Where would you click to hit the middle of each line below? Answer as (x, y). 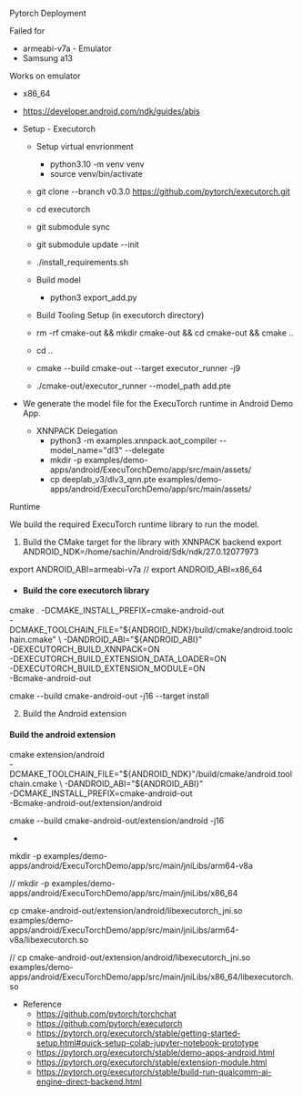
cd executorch (63, 209)
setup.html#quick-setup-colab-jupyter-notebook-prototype (147, 1043)
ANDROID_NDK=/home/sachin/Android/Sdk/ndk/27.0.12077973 (141, 552)
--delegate (145, 450)
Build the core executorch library (86, 590)
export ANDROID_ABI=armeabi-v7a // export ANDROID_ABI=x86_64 (136, 569)
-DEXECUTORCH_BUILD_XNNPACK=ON (85, 649)
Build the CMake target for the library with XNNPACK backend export (152, 542)
